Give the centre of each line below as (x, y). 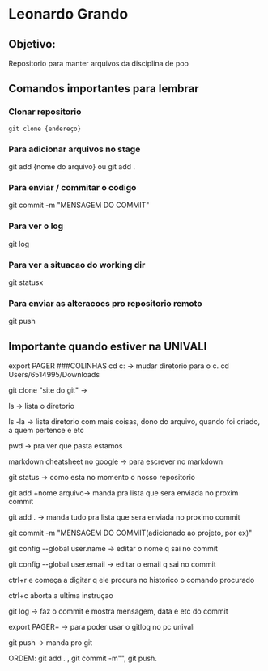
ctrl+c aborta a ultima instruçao (61, 595)
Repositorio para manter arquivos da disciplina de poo (98, 63)
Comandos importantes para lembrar (104, 89)
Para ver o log (36, 226)
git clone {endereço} (45, 129)
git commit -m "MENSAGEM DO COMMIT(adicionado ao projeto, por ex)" (130, 533)
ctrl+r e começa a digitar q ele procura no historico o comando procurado (132, 580)
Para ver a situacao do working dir (77, 265)
